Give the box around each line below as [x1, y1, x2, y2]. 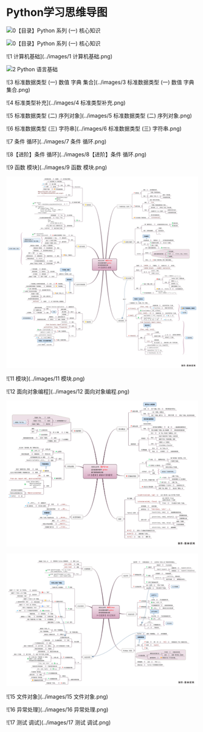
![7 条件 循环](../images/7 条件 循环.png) [6, 137, 107, 145]
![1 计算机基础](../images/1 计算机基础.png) [6, 52, 112, 60]
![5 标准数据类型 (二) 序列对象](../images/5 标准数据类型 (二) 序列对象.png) [6, 112, 193, 119]
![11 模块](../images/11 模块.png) [6, 375, 85, 382]
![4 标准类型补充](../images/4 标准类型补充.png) [6, 98, 126, 106]
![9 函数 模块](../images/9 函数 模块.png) [6, 164, 108, 171]
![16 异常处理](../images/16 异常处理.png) [6, 706, 109, 713]
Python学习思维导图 [6, 5, 108, 19]
